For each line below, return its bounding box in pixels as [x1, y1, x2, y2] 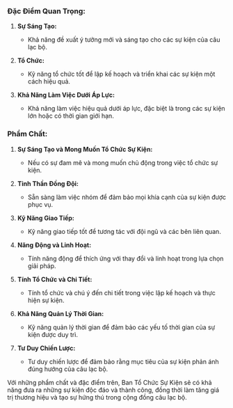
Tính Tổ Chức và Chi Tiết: [17, 275, 93, 283]
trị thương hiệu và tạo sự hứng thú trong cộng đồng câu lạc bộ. [7, 393, 187, 401]
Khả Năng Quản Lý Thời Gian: [17, 309, 104, 317]
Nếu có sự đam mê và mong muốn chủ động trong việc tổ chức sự [27, 158, 218, 166]
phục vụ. [27, 200, 54, 208]
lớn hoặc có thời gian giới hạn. [27, 111, 115, 120]
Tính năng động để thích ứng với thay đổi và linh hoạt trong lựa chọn [27, 254, 224, 262]
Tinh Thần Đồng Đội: [17, 179, 79, 187]
